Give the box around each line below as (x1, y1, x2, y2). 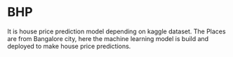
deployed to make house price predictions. (7, 42, 131, 50)
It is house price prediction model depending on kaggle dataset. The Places (7, 27, 226, 35)
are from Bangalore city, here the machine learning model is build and (7, 34, 209, 42)
